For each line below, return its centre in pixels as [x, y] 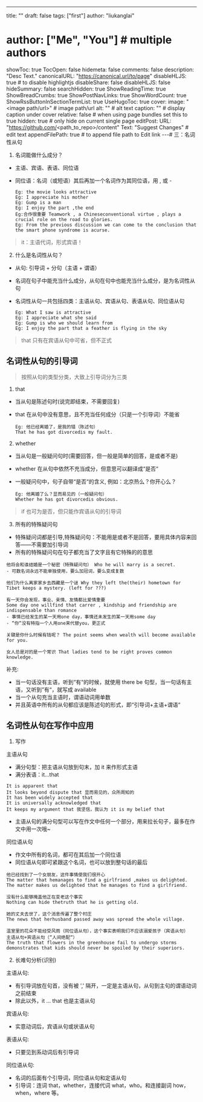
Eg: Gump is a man [38, 202]
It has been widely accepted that [50, 797]
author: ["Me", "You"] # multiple [89, 40]
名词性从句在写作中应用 [50, 726]
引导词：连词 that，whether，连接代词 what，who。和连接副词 [93, 1085]
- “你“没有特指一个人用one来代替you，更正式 [56, 623]
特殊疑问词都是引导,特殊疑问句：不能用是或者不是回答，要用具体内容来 [103, 537]
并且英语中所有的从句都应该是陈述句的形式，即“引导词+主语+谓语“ [98, 704]
